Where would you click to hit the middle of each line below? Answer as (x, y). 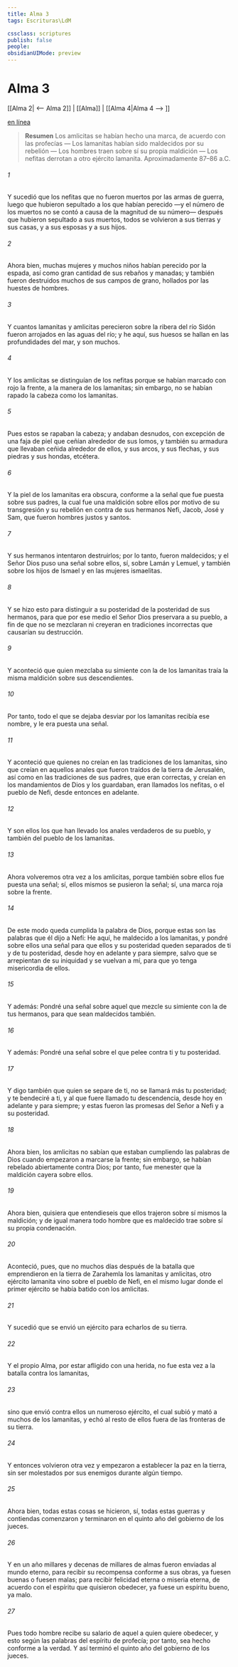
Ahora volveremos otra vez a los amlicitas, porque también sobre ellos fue (116, 877)
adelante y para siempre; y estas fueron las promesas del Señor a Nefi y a (116, 1106)
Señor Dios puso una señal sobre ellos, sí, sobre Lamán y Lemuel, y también (119, 563)
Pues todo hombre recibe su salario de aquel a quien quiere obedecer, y (113, 1633)
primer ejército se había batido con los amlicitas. (78, 1289)
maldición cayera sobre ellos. (50, 1174)
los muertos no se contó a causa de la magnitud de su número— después (115, 212)
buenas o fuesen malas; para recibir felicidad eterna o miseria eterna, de (114, 1580)
